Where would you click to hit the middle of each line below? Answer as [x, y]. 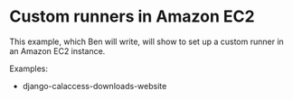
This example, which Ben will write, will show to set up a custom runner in [147, 41]
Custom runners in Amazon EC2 [132, 17]
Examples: [28, 68]
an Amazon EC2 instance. [57, 50]
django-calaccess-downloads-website [95, 86]
